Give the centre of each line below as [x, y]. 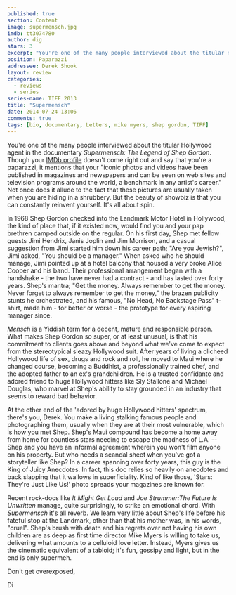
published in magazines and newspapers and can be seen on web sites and [117, 175]
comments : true [29, 118]
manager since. [30, 315]
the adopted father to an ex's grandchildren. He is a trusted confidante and [116, 374]
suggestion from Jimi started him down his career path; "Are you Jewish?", [116, 248]
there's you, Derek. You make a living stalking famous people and [102, 417]
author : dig [25, 40]
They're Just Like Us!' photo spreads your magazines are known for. [106, 484]
